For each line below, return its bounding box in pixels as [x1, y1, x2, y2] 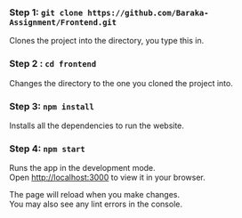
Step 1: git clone [9, 6, 84, 19]
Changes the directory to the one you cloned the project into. [9, 77, 233, 88]
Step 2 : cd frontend [9, 58, 97, 70]
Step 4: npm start [9, 142, 86, 155]
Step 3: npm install [9, 100, 95, 112]
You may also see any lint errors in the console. [9, 198, 182, 210]
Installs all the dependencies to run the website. [9, 120, 185, 131]
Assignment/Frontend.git [9, 17, 117, 28]
